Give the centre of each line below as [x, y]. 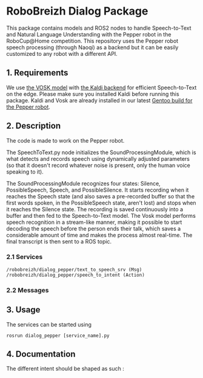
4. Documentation [41, 354]
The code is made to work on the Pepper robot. [65, 140]
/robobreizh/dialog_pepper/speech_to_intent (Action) [76, 275]
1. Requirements [37, 73]
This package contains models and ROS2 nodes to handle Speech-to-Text [99, 28]
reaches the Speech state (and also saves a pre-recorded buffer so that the [101, 196]
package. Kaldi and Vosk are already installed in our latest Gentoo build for [99, 100]
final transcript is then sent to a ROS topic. [59, 241]
